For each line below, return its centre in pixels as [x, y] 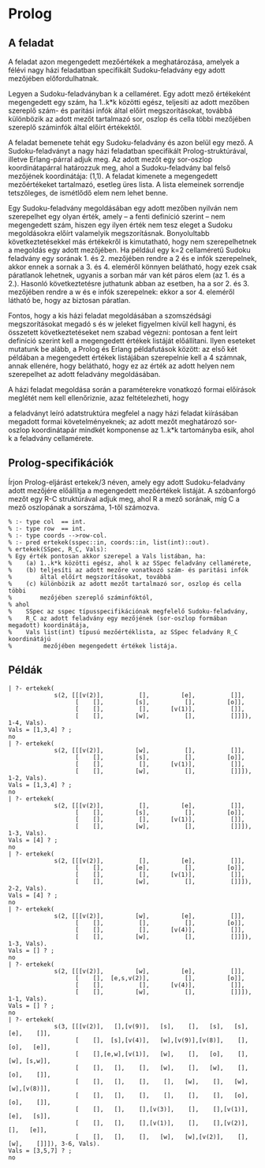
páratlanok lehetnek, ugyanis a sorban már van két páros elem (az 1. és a [127, 275]
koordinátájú [30, 639]
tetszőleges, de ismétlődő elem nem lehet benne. [88, 193]
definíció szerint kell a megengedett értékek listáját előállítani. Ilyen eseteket [132, 341]
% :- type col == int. [47, 521]
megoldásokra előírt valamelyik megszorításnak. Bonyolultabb [109, 233]
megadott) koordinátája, [49, 625]
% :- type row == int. [47, 528]
